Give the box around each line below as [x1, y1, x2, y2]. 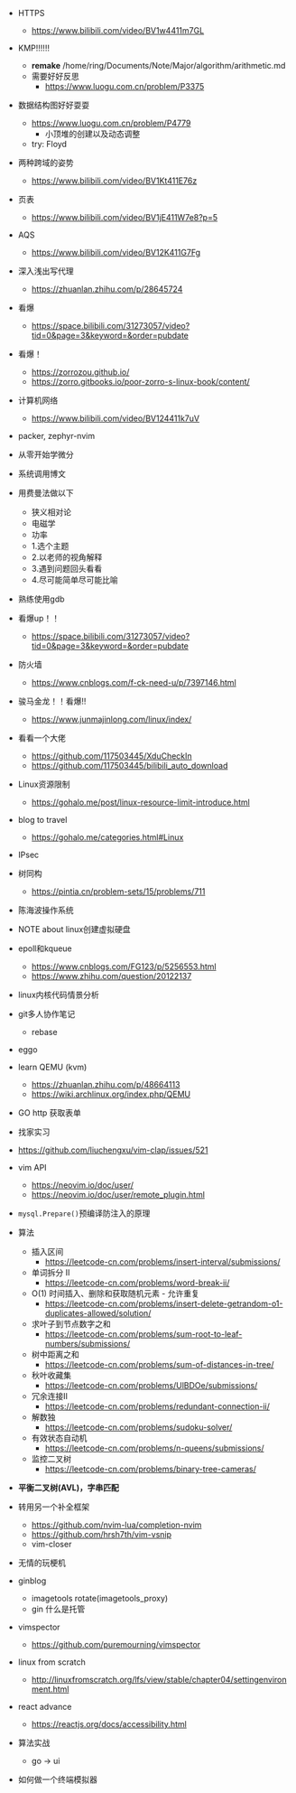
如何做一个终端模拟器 [17, 1774, 97, 1785]
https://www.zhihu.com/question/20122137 [31, 971, 192, 981]
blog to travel [17, 815, 68, 825]
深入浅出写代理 [17, 266, 74, 276]
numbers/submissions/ [44, 1339, 131, 1349]
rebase [31, 1027, 58, 1037]
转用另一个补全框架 [17, 1501, 90, 1512]
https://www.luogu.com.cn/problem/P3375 [44, 81, 205, 91]
